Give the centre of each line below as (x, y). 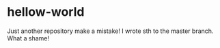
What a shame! (28, 38)
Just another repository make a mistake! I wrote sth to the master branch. (110, 31)
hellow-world (46, 12)
